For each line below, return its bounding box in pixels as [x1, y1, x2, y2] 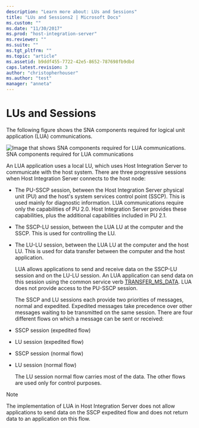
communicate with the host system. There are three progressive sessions [6, 168, 186, 175]
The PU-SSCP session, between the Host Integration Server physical [14, 186, 184, 193]
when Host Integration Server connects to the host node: [6, 174, 146, 182]
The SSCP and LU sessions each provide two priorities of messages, [14, 296, 184, 303]
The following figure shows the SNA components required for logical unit [6, 126, 185, 133]
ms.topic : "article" [6, 53, 58, 59]
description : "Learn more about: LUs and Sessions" [6, 8, 137, 15]
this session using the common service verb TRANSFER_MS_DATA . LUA [14, 278, 192, 285]
